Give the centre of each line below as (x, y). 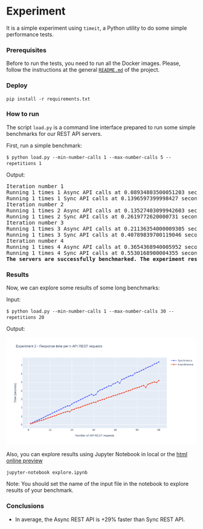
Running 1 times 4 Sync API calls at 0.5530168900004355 (92, 253)
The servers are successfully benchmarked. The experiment (96, 259)
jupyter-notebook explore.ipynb (47, 473)
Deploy (17, 86)
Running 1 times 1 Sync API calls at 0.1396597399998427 (92, 198)
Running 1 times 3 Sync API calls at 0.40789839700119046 (94, 234)
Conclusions (25, 506)
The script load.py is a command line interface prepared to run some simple (101, 127)
